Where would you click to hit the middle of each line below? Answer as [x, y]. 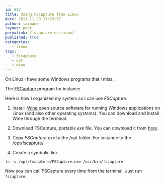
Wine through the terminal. [40, 119]
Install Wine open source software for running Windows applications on [86, 108]
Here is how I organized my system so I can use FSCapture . [66, 98]
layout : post [19, 28]
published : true [22, 38]
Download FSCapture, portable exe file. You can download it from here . [85, 128]
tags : [11, 51]
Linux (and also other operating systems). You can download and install [85, 113]
